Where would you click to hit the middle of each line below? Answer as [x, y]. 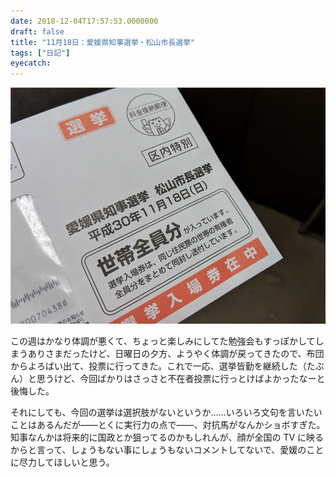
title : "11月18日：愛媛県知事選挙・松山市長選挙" [103, 42]
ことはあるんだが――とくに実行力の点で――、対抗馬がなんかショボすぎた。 [168, 425]
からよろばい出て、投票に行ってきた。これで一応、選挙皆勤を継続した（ [158, 366]
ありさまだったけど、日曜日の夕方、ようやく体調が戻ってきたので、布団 [176, 354]
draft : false [37, 31]
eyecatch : [31, 63]
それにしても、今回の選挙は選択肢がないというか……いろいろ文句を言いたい [166, 412]
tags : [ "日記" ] [40, 53]
